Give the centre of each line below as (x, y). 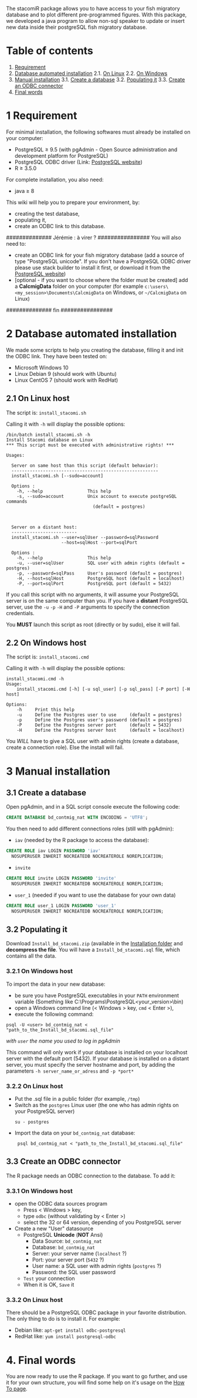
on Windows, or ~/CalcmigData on (146, 292)
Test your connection (49, 1278)
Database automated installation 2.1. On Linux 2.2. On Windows (91, 73)
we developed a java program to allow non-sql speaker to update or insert (95, 21)
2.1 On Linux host (38, 398)
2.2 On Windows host (46, 643)
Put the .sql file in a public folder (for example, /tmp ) (77, 1098)
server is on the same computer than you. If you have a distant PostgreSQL (97, 600)
